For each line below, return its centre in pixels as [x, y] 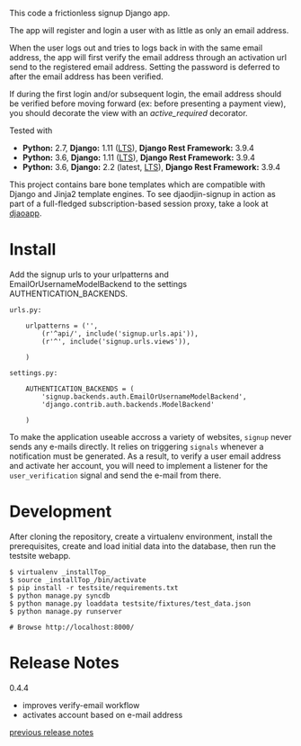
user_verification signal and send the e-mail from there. [115, 475]
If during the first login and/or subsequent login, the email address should [146, 94]
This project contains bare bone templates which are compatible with [137, 184]
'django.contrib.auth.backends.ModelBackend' [128, 404]
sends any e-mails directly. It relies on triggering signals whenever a [137, 446]
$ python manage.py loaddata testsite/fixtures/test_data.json [130, 603]
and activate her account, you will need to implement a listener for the [138, 465]
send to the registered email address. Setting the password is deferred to [145, 67]
